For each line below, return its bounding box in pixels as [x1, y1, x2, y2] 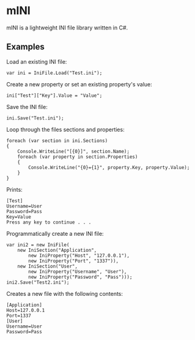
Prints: [6, 186, 23, 193]
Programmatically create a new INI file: [6, 230, 104, 237]
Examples [6, 42, 45, 52]
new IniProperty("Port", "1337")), [28, 258, 119, 264]
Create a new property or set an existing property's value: [6, 80, 153, 88]
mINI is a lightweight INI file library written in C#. [6, 24, 128, 31]
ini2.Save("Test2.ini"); [6, 279, 70, 285]
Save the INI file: [6, 103, 48, 110]
